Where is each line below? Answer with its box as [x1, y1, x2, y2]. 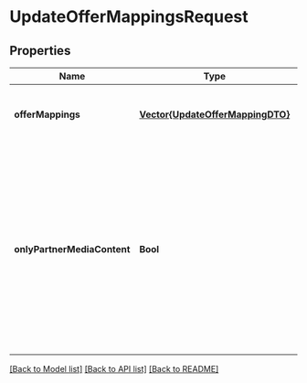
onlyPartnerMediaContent [14, 243, 131, 255]
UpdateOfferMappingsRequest [9, 6, 249, 27]
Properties [9, 43, 71, 59]
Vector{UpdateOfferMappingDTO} [139, 108, 291, 121]
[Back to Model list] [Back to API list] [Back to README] [9, 364, 219, 374]
